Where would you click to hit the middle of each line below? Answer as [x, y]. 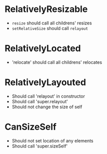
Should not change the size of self [47, 107]
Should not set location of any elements [53, 141]
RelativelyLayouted [46, 82]
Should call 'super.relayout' [40, 101]
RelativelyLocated [43, 49]
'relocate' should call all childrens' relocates [57, 62]
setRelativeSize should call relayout [50, 28]
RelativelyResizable [46, 9]
